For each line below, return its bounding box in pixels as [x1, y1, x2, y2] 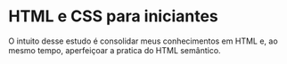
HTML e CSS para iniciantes [8, 6, 219, 27]
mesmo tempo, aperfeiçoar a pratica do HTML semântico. [8, 44, 221, 55]
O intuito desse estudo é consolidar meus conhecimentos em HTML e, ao [8, 36, 278, 46]
